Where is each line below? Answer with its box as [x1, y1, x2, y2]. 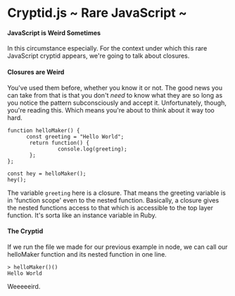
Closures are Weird [7, 67, 65, 76]
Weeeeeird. [7, 282, 41, 290]
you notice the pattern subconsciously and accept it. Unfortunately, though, [7, 98, 227, 107]
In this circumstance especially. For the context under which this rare [7, 44, 208, 53]
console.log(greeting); [57, 146, 128, 153]
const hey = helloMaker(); [7, 170, 87, 177]
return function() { [29, 139, 90, 146]
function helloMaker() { [7, 127, 80, 134]
